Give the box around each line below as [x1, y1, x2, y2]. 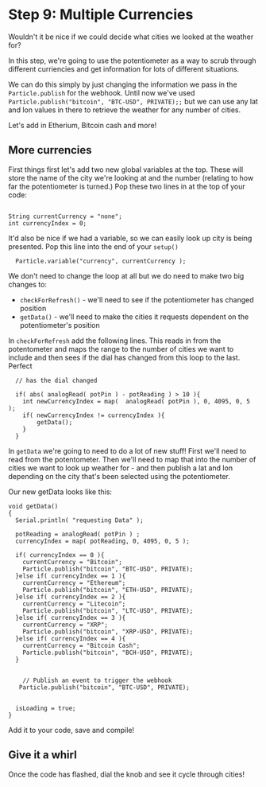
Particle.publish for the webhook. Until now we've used [8, 88, 195, 97]
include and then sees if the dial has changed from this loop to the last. [8, 353, 241, 362]
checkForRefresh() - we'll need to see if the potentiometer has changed [19, 294, 254, 304]
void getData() [8, 502, 59, 510]
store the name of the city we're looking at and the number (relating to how [8, 173, 254, 182]
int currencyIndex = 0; [8, 219, 87, 228]
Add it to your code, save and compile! [8, 725, 135, 734]
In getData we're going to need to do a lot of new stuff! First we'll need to [8, 446, 247, 455]
